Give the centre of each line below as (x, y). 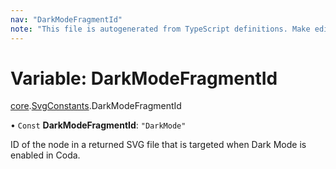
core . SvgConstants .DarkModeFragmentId (96, 106)
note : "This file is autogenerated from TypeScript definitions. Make (160, 29)
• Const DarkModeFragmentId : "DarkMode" (98, 125)
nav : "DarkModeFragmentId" (66, 19)
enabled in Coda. (45, 155)
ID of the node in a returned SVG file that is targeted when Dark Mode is (158, 145)
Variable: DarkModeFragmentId (144, 78)
